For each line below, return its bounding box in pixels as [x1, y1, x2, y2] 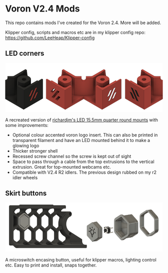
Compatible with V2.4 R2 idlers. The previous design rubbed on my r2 [12, 169, 156, 175]
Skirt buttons [5, 189, 47, 198]
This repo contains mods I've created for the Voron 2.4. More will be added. [5, 20, 161, 26]
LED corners [5, 49, 44, 58]
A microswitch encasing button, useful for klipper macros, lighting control [5, 256, 156, 262]
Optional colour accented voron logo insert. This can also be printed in [12, 131, 158, 138]
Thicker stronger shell [12, 148, 58, 154]
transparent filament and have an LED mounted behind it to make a [12, 137, 150, 143]
